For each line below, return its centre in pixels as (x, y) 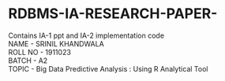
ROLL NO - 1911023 (39, 52)
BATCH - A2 (28, 61)
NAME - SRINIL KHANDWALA (56, 43)
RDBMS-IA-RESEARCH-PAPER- (113, 14)
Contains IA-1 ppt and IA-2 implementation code (86, 35)
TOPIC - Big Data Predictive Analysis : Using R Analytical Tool (108, 68)
